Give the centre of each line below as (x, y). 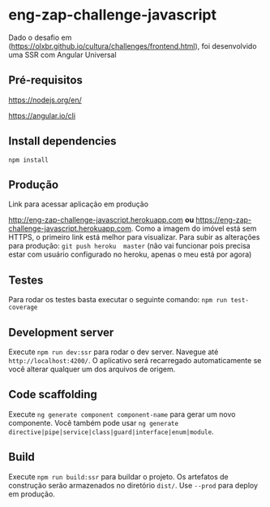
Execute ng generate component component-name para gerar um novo (122, 414)
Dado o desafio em (40, 37)
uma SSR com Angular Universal (62, 54)
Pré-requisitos (46, 80)
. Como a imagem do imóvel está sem (194, 228)
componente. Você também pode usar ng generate (94, 422)
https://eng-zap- (224, 220)
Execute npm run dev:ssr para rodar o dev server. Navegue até (114, 352)
